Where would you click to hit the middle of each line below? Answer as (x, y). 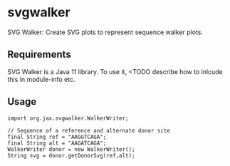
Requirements (39, 55)
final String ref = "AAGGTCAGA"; (57, 137)
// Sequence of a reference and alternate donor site (89, 130)
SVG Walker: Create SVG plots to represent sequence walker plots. (105, 32)
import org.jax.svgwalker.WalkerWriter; (68, 118)
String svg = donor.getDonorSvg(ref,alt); (71, 155)
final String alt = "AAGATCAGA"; (57, 143)
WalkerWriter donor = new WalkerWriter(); (71, 149)
